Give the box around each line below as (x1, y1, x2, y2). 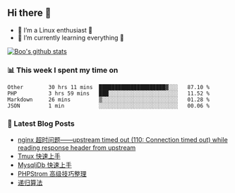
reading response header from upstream (17, 144, 136, 152)
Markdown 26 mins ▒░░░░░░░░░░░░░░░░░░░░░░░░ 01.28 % (7, 96, 210, 103)
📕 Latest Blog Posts (7, 119, 76, 129)
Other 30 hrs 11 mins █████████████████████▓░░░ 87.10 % (7, 84, 210, 91)
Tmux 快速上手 (17, 152, 61, 160)
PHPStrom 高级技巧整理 (17, 170, 87, 178)
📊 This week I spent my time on (7, 65, 119, 75)
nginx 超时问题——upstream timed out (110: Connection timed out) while (17, 136, 228, 144)
